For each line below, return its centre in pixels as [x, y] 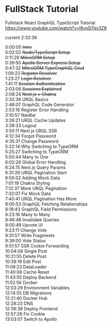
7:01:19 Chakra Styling [28, 183]
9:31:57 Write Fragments [30, 235]
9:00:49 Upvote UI [24, 225]
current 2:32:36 [21, 37]
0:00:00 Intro [19, 47]
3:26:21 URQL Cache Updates [35, 120]
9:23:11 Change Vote [26, 230]
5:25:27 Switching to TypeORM [37, 152]
